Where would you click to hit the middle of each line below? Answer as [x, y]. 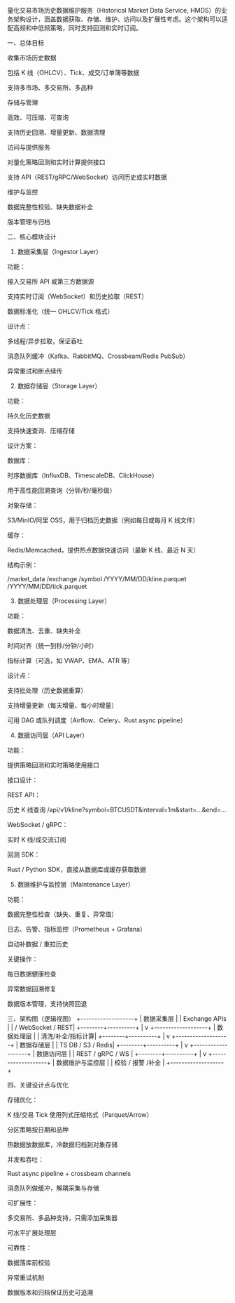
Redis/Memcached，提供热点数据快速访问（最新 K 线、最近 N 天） [104, 550]
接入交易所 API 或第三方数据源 [51, 282]
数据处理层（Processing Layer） [64, 601]
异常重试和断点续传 [35, 371]
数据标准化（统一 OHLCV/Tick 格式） [60, 311]
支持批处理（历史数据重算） [47, 690]
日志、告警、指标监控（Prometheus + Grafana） [77, 929]
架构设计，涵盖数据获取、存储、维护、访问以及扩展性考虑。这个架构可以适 [120, 19]
